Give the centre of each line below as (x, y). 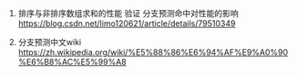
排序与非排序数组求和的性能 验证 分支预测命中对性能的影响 (128, 13)
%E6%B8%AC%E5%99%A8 (72, 62)
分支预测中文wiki (50, 42)
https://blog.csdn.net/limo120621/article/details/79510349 (127, 24)
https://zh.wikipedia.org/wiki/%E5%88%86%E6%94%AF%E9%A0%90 (153, 52)
